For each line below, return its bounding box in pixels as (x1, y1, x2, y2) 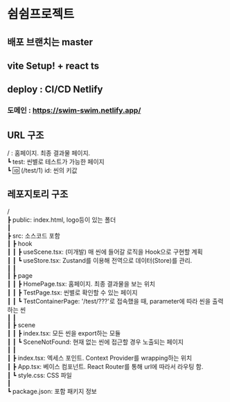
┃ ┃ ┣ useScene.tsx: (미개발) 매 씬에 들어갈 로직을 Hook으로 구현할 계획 (7, 247, 203, 256)
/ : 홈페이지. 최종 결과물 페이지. (7, 149, 91, 157)
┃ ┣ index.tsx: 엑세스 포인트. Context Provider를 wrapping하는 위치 (7, 353, 193, 362)
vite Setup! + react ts (7, 60, 100, 71)
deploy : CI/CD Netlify (7, 84, 103, 96)
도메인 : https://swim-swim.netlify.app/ (7, 105, 141, 115)
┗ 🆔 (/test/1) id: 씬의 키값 (7, 166, 78, 175)
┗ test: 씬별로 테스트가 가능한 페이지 (7, 157, 105, 166)
